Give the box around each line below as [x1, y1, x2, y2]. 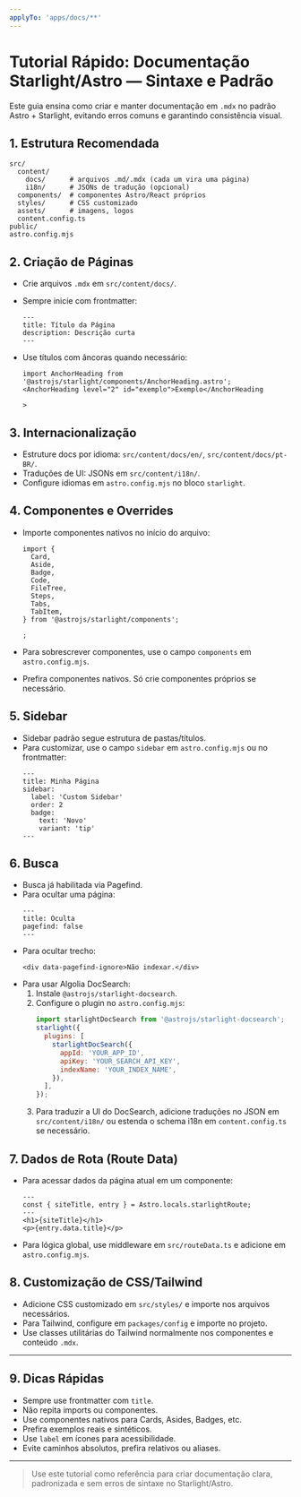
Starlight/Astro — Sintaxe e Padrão [9, 71, 274, 90]
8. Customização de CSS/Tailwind [9, 1275, 203, 1290]
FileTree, [30, 583, 67, 592]
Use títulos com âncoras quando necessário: [21, 352, 188, 363]
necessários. [21, 1308, 70, 1319]
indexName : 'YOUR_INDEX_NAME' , [59, 1065, 177, 1074]
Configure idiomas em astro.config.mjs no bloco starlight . [21, 477, 246, 488]
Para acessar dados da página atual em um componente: [21, 1175, 233, 1185]
